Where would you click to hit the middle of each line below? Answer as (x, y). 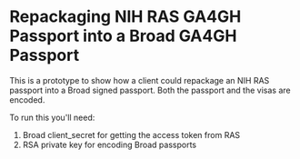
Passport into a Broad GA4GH (123, 36)
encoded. (27, 99)
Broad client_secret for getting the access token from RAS (131, 134)
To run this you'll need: (52, 117)
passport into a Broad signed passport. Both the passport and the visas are (150, 90)
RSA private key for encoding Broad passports (110, 144)
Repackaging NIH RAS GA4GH (125, 17)
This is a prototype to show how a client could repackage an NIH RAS (140, 80)
